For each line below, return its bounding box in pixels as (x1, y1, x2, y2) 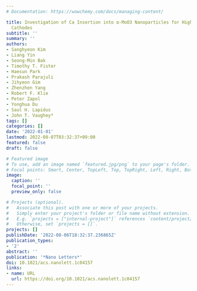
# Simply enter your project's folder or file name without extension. (6, 210, 191, 216)
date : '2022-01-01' (6, 129, 54, 135)
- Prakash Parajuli (6, 74, 54, 80)
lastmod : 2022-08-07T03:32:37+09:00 (6, 134, 96, 140)
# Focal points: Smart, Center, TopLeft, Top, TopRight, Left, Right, (6, 167, 182, 173)
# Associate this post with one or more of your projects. (6, 204, 159, 211)
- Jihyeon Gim (6, 80, 41, 85)
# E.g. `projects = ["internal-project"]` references (6, 216, 145, 221)
